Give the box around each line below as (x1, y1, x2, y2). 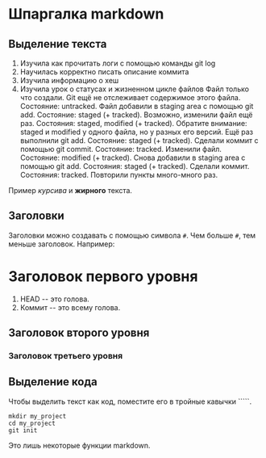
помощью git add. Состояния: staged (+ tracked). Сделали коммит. (19, 162, 250, 170)
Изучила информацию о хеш (19, 76, 119, 85)
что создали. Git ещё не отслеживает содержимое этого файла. (19, 93, 241, 102)
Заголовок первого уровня (8, 267, 198, 285)
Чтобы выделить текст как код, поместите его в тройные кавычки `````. (8, 397, 252, 406)
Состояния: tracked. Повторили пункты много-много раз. (19, 170, 218, 179)
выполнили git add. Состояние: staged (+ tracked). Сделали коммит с (19, 136, 259, 145)
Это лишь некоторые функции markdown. (8, 440, 151, 450)
